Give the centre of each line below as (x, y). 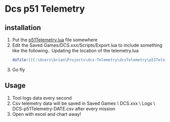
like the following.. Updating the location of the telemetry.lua (75, 51)
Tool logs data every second (42, 98)
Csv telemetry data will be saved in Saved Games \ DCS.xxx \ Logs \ (84, 103)
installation (23, 28)
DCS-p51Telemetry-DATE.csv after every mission (64, 109)
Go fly (19, 70)
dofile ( (20, 60)
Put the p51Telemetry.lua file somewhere (55, 40)
